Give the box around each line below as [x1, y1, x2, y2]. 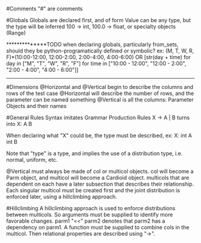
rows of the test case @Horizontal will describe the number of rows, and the [6, 90, 194, 97]
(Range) [6, 29, 26, 36]
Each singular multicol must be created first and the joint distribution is [6, 187, 181, 193]
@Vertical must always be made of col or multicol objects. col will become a [6, 168, 194, 175]
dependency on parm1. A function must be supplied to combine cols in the [6, 224, 190, 230]
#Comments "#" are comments [6, 5, 83, 12]
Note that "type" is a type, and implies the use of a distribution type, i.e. [6, 150, 183, 157]
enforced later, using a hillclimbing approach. [6, 193, 118, 200]
